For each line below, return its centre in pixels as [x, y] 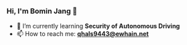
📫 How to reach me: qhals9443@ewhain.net [83, 34]
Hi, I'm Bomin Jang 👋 [42, 11]
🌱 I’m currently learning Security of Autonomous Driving [98, 26]
